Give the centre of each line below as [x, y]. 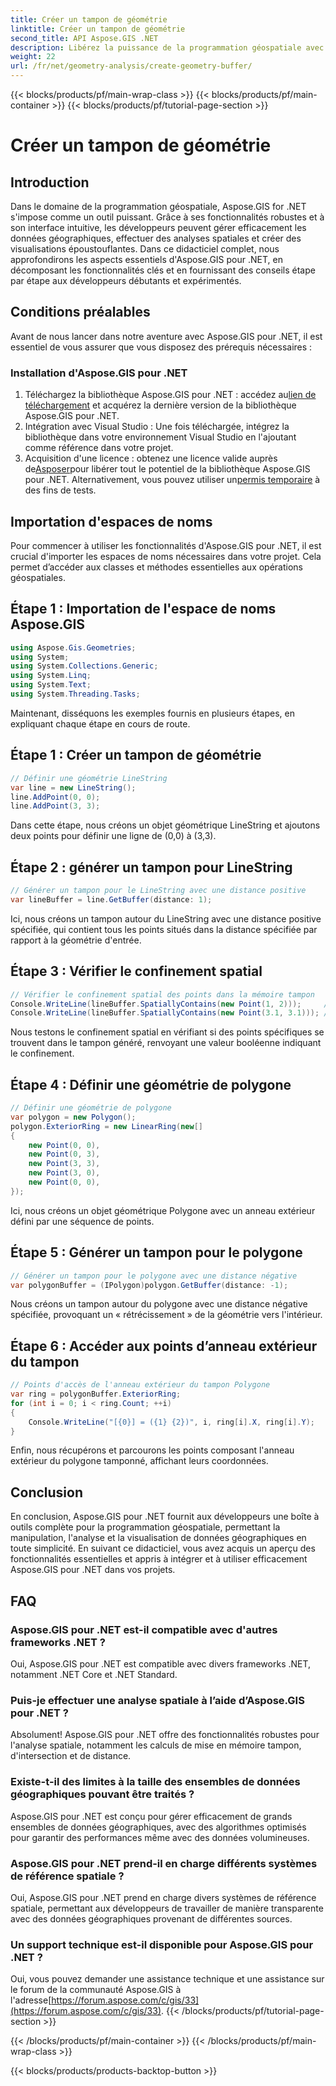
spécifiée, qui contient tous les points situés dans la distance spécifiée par [164, 929]
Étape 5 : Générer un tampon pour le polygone [156, 1252]
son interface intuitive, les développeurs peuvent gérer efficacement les [158, 227]
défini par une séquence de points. [82, 1221]
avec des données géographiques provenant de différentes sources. [151, 1918]
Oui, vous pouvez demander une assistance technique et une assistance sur [167, 1979]
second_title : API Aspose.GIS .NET [84, 38]
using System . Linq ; [51, 676]
